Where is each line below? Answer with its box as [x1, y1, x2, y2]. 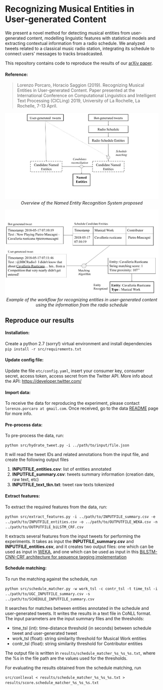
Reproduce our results [5, 316, 74, 324]
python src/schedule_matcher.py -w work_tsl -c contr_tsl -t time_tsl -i [5, 586, 158, 591]
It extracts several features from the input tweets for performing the [5, 533, 141, 539]
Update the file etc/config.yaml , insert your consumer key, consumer [5, 368, 145, 374]
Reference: [5, 71, 28, 77]
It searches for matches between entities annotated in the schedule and [5, 605, 149, 611]
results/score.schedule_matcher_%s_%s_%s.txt [5, 680, 99, 685]
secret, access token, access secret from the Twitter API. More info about [5, 373, 153, 379]
